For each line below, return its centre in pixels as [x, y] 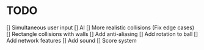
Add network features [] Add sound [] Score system [71, 40]
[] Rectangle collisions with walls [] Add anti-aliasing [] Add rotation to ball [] [102, 34]
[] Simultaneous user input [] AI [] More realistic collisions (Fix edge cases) [100, 27]
